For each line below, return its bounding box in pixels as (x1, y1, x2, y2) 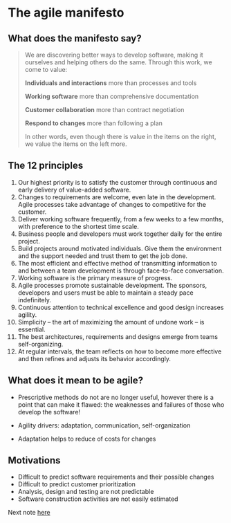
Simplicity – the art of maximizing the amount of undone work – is (17, 318, 205, 326)
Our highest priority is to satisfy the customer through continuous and (17, 178, 217, 186)
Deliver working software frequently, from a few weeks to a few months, (17, 214, 224, 223)
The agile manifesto (8, 5, 124, 21)
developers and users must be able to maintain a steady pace (17, 288, 194, 297)
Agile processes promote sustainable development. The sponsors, (17, 281, 207, 289)
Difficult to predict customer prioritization (17, 480, 136, 488)
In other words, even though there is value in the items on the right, (24, 133, 216, 140)
